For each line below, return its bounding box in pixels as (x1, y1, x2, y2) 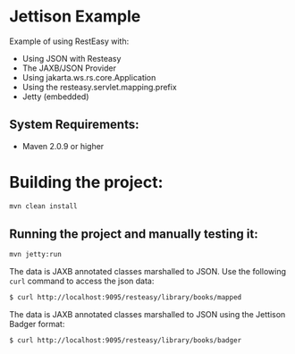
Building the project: (9, 172, 164, 192)
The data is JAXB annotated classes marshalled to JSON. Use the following (9, 266, 286, 277)
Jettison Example (9, 6, 141, 27)
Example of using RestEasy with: (9, 36, 130, 46)
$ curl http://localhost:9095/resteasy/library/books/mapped (9, 293, 242, 302)
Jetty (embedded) (21, 91, 89, 102)
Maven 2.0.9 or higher (21, 140, 105, 151)
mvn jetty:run (9, 250, 63, 259)
